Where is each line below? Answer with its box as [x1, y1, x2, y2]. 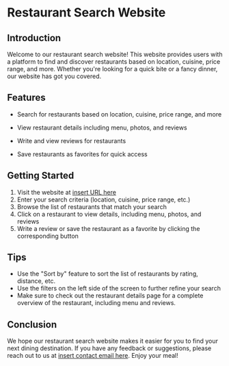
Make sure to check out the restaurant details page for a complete [16, 291, 204, 300]
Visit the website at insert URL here [16, 188, 116, 196]
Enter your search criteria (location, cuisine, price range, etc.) [16, 195, 191, 204]
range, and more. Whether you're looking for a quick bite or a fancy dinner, [7, 65, 218, 73]
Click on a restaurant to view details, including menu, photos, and [16, 210, 202, 218]
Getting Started [7, 170, 75, 182]
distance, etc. [16, 277, 56, 285]
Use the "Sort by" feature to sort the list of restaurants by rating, [16, 269, 198, 278]
